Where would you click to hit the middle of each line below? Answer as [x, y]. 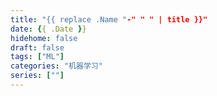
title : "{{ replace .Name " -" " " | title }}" [109, 19]
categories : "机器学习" [56, 66]
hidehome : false [44, 38]
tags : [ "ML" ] [37, 57]
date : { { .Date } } [48, 29]
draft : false [37, 47]
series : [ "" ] [37, 76]
